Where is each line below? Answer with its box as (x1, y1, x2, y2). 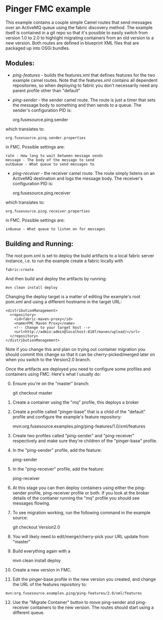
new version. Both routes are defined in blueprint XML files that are (5, 40, 139, 46)
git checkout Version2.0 (12, 524, 60, 530)
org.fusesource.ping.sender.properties (5, 135, 86, 140)
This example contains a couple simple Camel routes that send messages (5, 19, 152, 25)
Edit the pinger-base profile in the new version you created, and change (12, 576, 156, 582)
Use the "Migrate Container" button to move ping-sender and (12, 599, 135, 605)
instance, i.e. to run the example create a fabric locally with (5, 258, 123, 264)
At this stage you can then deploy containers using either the (12, 485, 134, 491)
